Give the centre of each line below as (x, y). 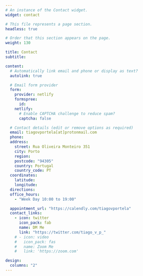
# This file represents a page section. (49, 24)
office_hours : (25, 194)
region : (22, 156)
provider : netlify (34, 95)
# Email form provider (34, 85)
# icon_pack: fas (35, 242)
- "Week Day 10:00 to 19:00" (45, 199)
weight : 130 (18, 43)
